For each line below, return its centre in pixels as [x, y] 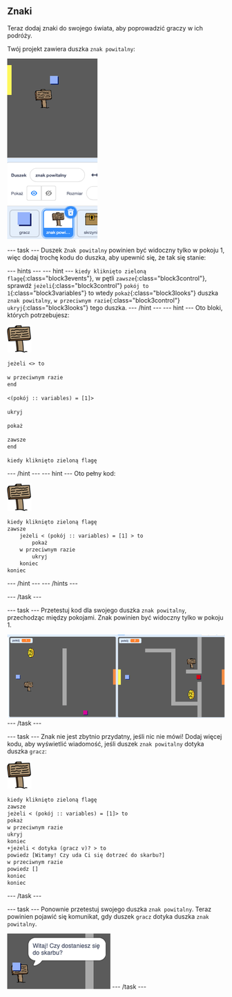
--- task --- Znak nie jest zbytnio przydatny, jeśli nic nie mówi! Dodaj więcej [115, 736]
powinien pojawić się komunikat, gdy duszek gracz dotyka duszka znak [108, 916]
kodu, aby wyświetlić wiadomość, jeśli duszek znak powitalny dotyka [106, 744]
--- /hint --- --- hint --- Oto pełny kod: [61, 473]
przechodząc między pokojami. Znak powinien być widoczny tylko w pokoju [115, 617]
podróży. [20, 35]
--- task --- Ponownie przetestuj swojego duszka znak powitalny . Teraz [109, 909]
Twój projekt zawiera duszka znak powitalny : [71, 48]
